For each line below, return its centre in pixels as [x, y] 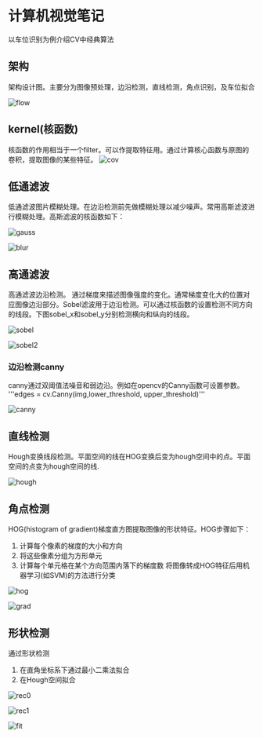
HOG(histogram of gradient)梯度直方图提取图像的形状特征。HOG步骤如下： [130, 529]
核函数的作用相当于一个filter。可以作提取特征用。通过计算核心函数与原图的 [129, 149]
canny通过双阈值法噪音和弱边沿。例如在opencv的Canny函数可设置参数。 [126, 385]
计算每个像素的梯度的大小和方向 [71, 546]
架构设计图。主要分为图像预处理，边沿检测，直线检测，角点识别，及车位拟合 [131, 86]
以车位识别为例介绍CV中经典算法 [61, 39]
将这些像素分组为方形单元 [61, 556]
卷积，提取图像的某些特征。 [53, 159]
